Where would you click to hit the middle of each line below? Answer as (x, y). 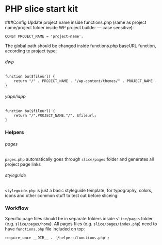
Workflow (17, 208)
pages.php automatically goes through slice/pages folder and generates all (80, 159)
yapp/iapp (15, 97)
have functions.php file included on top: (45, 229)
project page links (23, 164)
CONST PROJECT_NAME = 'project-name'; (44, 36)
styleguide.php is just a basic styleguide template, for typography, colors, (79, 190)
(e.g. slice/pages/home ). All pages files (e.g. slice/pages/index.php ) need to (81, 224)
